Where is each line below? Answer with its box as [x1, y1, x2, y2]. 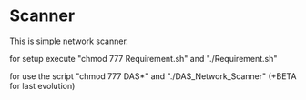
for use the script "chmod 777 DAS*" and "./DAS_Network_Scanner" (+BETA [9, 70, 297, 82]
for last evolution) [9, 80, 76, 91]
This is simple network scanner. [9, 35, 129, 46]
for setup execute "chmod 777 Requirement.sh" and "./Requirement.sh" [9, 53, 278, 64]
